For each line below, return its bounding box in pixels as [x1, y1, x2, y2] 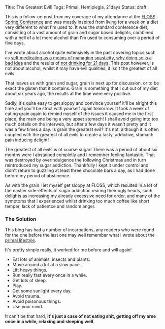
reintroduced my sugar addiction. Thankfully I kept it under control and [5, 163, 149, 168]
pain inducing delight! [5, 137, 49, 143]
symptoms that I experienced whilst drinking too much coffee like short [5, 198, 149, 204]
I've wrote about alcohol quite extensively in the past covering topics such [5, 49, 156, 55]
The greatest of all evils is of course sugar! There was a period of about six [5, 147, 158, 152]
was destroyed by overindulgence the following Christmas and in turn [5, 157, 146, 163]
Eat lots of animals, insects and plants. [12, 256, 90, 262]
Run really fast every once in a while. [12, 272, 87, 278]
